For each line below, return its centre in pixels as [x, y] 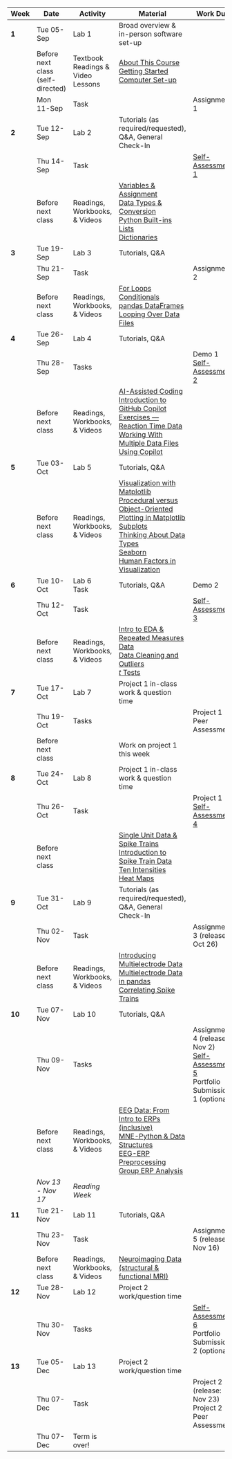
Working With [141, 434]
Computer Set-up [148, 80]
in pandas [134, 981]
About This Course [149, 63]
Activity [93, 13]
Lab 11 [85, 1215]
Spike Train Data [145, 861]
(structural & [139, 1268]
